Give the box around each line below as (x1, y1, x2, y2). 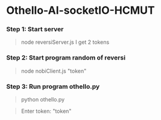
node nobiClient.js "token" (21, 67, 87, 74)
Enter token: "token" (21, 107, 72, 115)
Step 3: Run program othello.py (6, 82, 100, 91)
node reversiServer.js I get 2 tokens (21, 38, 110, 46)
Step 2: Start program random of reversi (6, 53, 125, 62)
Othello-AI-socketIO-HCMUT (6, 4, 155, 17)
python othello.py (21, 96, 65, 103)
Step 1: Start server (6, 25, 64, 34)
